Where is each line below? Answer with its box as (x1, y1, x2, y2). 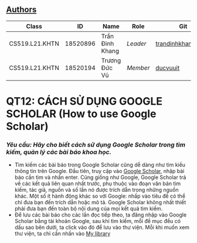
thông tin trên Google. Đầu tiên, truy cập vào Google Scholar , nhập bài (14, 168, 185, 175)
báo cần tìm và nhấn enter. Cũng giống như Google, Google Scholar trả (14, 174, 186, 181)
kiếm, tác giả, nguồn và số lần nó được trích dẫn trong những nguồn (14, 187, 179, 194)
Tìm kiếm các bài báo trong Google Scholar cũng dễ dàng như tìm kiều (14, 161, 186, 168)
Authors (6, 5, 37, 15)
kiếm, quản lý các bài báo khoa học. (6, 148, 112, 156)
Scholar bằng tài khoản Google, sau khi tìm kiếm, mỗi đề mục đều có (14, 218, 181, 225)
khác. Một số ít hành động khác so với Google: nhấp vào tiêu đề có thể (14, 192, 186, 199)
